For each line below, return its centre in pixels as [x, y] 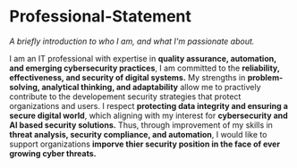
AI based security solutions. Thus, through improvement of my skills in [141, 125]
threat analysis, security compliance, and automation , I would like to [138, 134]
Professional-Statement [101, 17]
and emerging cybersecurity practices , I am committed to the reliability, [144, 68]
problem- [265, 77]
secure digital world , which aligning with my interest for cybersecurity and [148, 115]
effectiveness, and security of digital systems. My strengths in [127, 77]
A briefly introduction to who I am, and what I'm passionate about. [132, 41]
